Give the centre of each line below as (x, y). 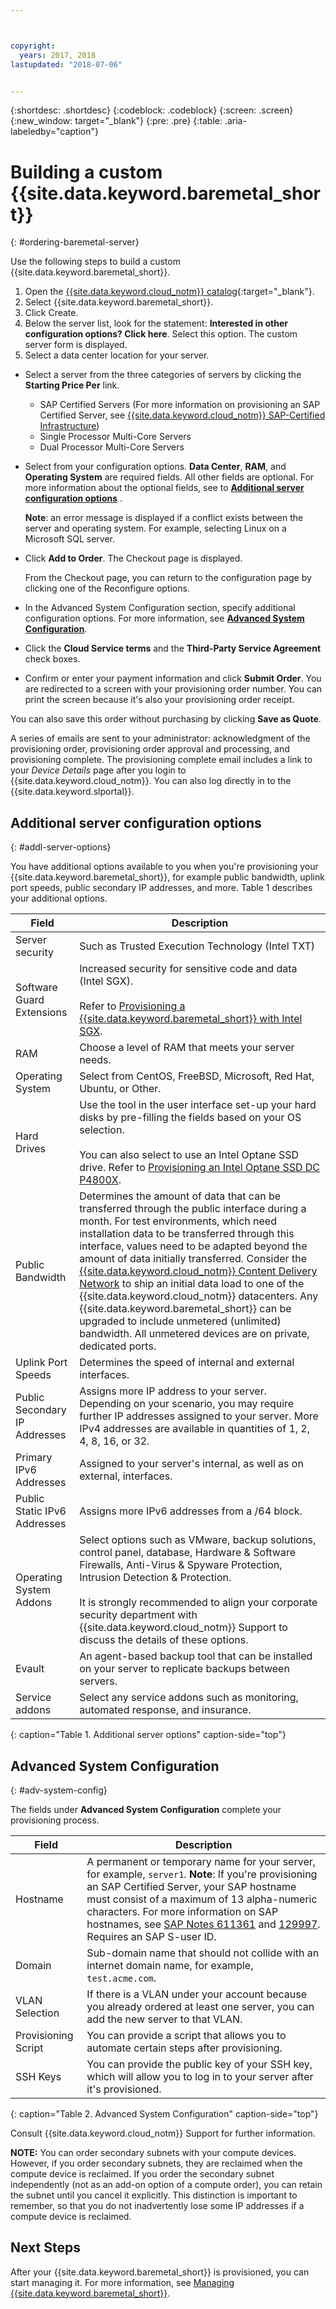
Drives (31, 1149)
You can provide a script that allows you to (186, 2035)
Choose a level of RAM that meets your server (187, 1048)
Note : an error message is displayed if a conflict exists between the (164, 518)
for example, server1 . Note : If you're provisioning (202, 1874)
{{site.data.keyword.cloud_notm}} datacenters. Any (199, 1296)
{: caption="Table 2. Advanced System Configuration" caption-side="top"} (164, 2113)
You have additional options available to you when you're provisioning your (164, 867)
